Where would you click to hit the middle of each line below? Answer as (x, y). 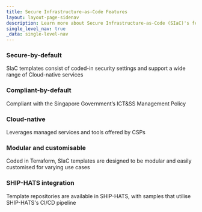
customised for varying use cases (48, 167)
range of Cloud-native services (45, 75)
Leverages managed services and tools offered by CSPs (76, 132)
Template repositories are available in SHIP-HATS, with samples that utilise (99, 196)
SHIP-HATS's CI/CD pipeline (41, 202)
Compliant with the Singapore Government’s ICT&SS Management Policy (96, 104)
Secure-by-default (34, 55)
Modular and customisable (46, 148)
